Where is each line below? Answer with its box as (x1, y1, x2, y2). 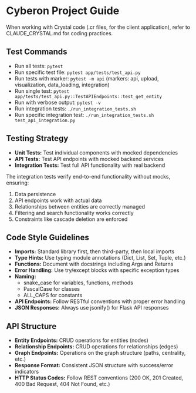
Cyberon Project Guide (6, 4, 120, 18)
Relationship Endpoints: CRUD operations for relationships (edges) (14, 343, 178, 350)
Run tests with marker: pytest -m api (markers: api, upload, (14, 75, 160, 82)
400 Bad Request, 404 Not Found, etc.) (14, 381, 110, 388)
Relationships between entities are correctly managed (14, 203, 146, 210)
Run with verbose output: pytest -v (14, 99, 101, 106)
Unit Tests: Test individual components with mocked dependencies (14, 149, 178, 156)
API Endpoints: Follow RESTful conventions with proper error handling (14, 298, 185, 305)
